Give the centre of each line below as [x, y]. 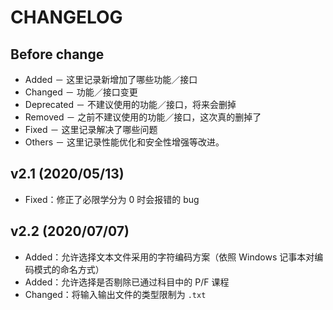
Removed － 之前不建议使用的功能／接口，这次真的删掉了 [143, 117]
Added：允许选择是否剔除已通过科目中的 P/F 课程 [127, 282]
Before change [57, 54]
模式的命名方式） [69, 269]
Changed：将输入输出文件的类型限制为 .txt [115, 294]
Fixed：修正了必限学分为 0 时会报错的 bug [112, 199]
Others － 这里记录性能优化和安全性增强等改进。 [124, 142]
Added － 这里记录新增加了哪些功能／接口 [111, 79]
